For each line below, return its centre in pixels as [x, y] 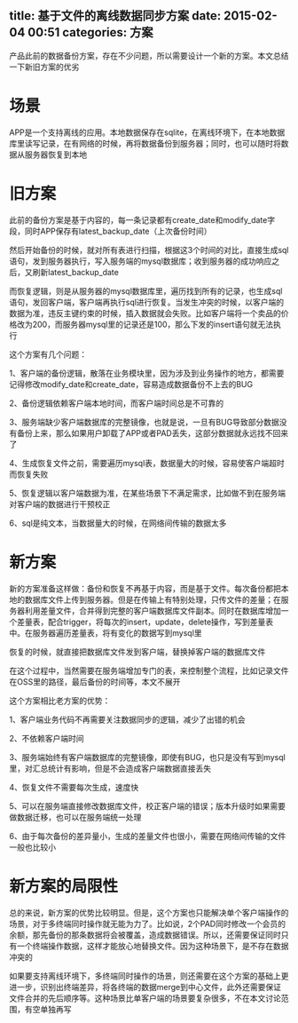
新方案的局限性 [64, 886]
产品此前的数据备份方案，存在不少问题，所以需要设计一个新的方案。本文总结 [149, 55]
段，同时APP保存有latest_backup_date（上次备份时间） [110, 231]
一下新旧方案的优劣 [44, 67]
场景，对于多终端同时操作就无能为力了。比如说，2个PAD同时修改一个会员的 [148, 924]
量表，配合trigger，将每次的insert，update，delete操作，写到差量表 [149, 622]
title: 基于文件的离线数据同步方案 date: [115, 16]
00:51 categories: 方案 [90, 32]
